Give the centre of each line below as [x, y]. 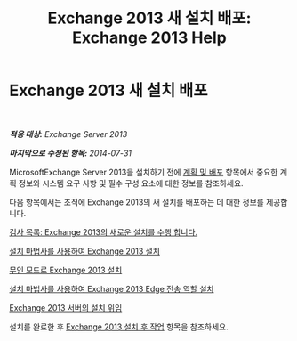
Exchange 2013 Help [149, 38]
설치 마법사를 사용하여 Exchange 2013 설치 [84, 251]
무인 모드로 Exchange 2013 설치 [66, 270]
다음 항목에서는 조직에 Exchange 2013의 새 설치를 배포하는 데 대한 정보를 [136, 202]
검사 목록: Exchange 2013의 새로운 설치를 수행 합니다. [104, 231]
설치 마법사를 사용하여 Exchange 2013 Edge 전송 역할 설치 [112, 288]
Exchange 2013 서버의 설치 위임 [66, 307]
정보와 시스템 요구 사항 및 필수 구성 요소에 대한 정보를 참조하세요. [131, 183]
